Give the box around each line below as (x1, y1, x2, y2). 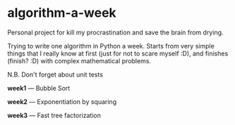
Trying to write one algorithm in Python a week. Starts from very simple (7, 41, 215, 50)
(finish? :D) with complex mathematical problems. (7, 56, 152, 65)
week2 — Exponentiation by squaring (7, 97, 117, 106)
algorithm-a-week (7, 5, 116, 21)
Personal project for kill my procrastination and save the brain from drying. (7, 28, 224, 37)
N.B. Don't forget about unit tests (7, 70, 104, 79)
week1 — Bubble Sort (7, 84, 71, 92)
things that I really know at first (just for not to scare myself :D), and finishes (7, 49, 229, 58)
